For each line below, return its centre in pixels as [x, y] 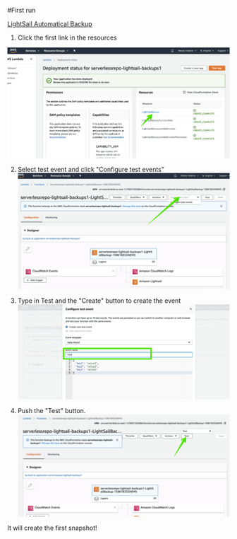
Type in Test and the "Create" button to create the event [99, 301]
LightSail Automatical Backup [50, 24]
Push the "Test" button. [51, 410]
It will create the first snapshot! [52, 528]
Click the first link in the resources [67, 37]
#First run [22, 10]
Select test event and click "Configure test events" [91, 169]
